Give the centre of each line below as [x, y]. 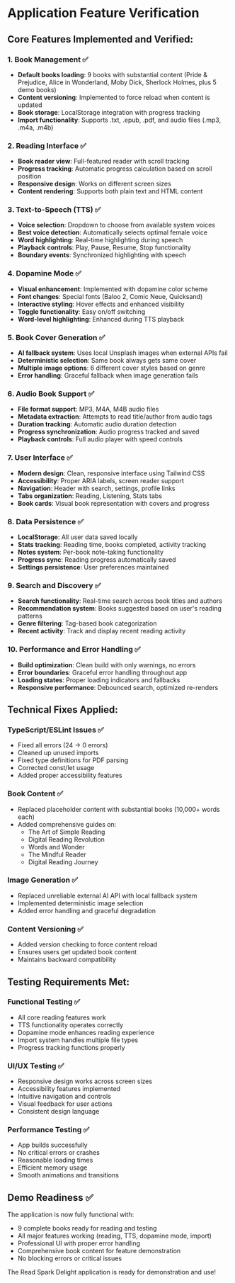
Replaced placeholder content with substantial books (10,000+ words [119, 809]
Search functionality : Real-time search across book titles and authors [120, 601]
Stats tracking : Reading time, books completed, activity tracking [112, 544]
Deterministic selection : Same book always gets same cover [107, 361]
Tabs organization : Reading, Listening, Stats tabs [90, 496]
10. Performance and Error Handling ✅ [74, 650]
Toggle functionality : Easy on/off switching [81, 311]
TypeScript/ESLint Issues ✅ [56, 730]
